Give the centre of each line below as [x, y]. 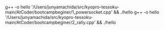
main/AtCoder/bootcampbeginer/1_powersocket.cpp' [59, 12]
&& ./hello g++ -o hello [136, 12]
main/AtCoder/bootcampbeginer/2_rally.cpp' [50, 22]
